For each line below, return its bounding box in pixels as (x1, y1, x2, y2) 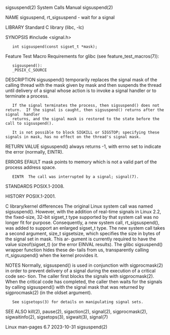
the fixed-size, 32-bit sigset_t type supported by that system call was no (5, 214, 159, 220)
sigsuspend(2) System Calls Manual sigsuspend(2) (5, 5, 113, 10)
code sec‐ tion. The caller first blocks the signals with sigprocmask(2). (5, 273, 155, 279)
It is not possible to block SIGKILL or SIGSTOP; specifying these (12, 130, 160, 135)
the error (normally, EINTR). (5, 149, 64, 155)
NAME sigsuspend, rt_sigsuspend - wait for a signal (5, 14, 115, 20)
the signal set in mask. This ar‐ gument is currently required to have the (5, 236, 157, 242)
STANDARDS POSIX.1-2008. (5, 183, 65, 189)
